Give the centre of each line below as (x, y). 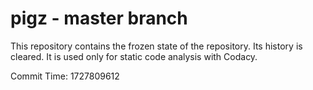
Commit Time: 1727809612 (65, 76)
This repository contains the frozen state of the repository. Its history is (156, 46)
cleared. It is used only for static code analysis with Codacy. (134, 56)
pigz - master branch (99, 18)
